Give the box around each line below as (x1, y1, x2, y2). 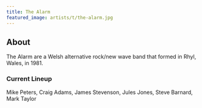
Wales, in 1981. (6, 59, 44, 67)
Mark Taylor (6, 95, 37, 102)
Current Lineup (6, 75, 52, 83)
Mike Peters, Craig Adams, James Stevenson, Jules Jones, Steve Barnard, (6, 89, 193, 96)
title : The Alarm (6, 8, 51, 15)
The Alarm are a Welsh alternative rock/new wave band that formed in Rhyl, (6, 53, 197, 61)
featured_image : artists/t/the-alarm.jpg (6, 15, 114, 21)
